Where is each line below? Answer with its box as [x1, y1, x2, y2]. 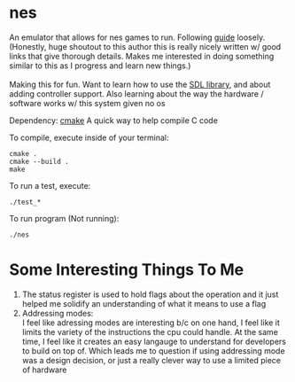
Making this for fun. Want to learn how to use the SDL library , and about [9, 79, 271, 90]
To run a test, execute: [9, 180, 91, 191]
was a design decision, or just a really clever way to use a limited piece [21, 355, 282, 365]
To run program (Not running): [9, 213, 120, 223]
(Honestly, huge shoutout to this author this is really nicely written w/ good [9, 41, 282, 51]
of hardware [21, 364, 67, 375]
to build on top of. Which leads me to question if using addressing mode [21, 345, 285, 356]
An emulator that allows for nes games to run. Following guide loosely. [9, 32, 266, 43]
